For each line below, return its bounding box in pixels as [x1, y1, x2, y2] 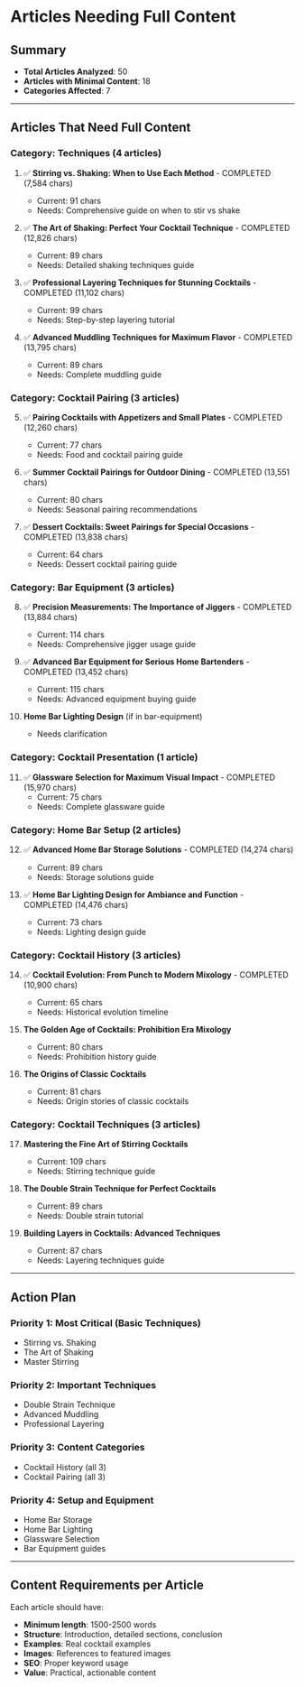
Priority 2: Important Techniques [10, 1379, 157, 1392]
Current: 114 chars [36, 629, 105, 640]
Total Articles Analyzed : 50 [23, 66, 128, 77]
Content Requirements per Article [10, 1578, 204, 1593]
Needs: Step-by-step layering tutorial [36, 314, 175, 325]
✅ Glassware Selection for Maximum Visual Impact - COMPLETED [23, 772, 276, 783]
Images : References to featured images [23, 1647, 171, 1658]
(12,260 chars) [23, 422, 78, 432]
